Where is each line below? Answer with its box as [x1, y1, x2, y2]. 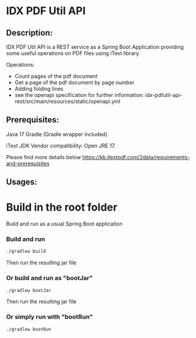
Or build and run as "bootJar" [6, 274, 93, 282]
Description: [6, 28, 53, 38]
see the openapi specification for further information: [14, 92, 144, 98]
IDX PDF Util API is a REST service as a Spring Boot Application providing [6, 43, 184, 50]
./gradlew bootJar [6, 287, 51, 294]
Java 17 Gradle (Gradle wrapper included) [6, 130, 108, 137]
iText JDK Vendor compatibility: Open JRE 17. [6, 142, 116, 149]
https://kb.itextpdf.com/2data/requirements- [82, 153, 190, 160]
